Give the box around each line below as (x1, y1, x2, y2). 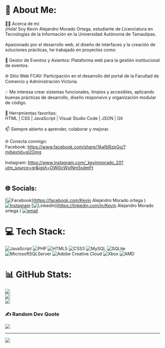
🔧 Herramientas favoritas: (5, 110, 57, 116)
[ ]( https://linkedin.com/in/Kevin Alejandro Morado (31, 203, 154, 208)
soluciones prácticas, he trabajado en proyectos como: (5, 47, 116, 53)
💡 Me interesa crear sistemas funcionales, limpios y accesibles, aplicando (5, 88, 155, 95)
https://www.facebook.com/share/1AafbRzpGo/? (27, 144, 126, 149)
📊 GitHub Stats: (5, 269, 72, 280)
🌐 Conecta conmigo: (5, 138, 47, 144)
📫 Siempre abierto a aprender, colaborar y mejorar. (5, 126, 110, 132)
